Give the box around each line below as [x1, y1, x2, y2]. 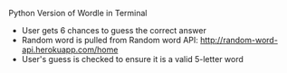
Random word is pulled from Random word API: [21, 35, 198, 45]
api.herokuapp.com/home [21, 44, 119, 55]
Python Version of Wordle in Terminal [8, 8, 148, 18]
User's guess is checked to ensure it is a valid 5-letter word [21, 54, 244, 64]
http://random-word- [199, 35, 278, 45]
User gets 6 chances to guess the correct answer [21, 25, 207, 35]
